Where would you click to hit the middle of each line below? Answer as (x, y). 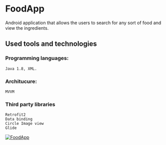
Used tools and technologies (51, 44)
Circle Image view (24, 124)
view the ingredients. (27, 28)
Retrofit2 (16, 115)
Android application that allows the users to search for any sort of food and (83, 23)
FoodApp (25, 9)
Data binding (19, 119)
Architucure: (21, 81)
